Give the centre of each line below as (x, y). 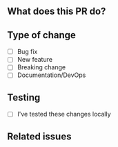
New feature (35, 60)
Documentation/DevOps (51, 75)
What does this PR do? (57, 11)
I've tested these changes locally (64, 114)
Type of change (41, 35)
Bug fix (27, 52)
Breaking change (41, 67)
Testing (24, 97)
